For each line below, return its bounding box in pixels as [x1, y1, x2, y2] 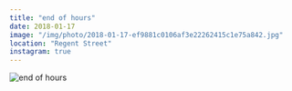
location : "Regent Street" [9, 38, 112, 48]
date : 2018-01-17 [9, 22, 76, 31]
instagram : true [9, 47, 71, 56]
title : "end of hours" [9, 13, 96, 23]
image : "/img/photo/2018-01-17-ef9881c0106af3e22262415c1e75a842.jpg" [9, 30, 284, 39]
